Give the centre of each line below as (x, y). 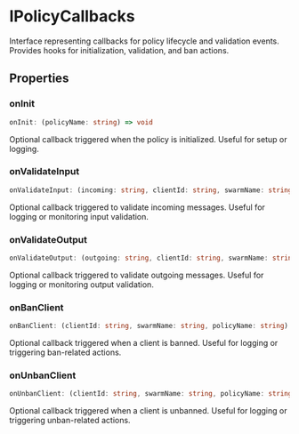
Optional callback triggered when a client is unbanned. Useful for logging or (148, 411)
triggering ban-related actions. (65, 352)
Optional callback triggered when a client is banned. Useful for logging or (144, 343)
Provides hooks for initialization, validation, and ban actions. (119, 50)
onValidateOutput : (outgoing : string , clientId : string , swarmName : (139, 258)
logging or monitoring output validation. (81, 284)
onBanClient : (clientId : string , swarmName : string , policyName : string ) (149, 326)
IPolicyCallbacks (72, 16)
